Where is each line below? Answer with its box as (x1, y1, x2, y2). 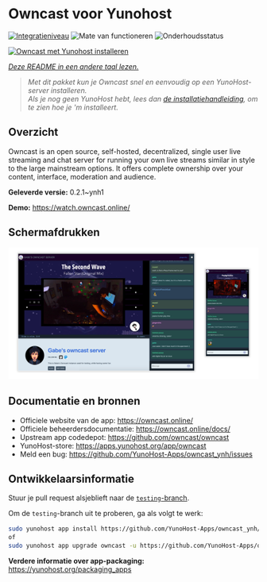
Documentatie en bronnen (8, 395, 141, 408)
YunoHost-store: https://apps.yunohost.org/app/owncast (19, 441, 207, 450)
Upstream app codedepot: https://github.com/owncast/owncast (19, 432, 230, 441)
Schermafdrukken (8, 225, 100, 239)
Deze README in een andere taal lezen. (8, 61, 139, 71)
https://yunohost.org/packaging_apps (8, 565, 132, 574)
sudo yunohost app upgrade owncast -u (8, 542, 137, 550)
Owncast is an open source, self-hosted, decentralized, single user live (8, 146, 241, 156)
